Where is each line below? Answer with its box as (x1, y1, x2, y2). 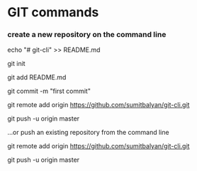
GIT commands (7, 4, 99, 21)
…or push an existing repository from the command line (7, 128, 169, 137)
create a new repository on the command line (7, 30, 167, 40)
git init (7, 60, 26, 68)
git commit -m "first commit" (7, 87, 91, 96)
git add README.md (7, 73, 67, 82)
